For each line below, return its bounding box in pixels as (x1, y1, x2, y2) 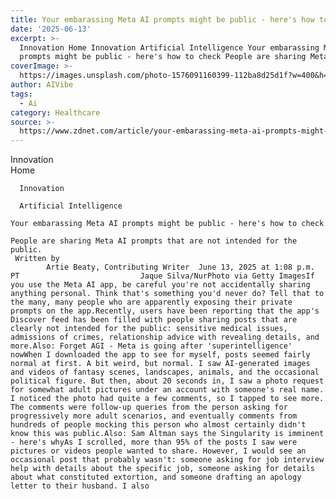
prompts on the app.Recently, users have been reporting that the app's (10, 306, 320, 316)
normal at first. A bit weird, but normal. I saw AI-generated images (10, 359, 311, 369)
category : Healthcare (10, 107, 101, 118)
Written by (14, 254, 60, 264)
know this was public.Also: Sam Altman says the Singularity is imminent (10, 429, 325, 439)
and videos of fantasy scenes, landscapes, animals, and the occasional (10, 367, 320, 378)
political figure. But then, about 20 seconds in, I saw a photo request (10, 376, 325, 386)
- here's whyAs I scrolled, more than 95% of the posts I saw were (10, 437, 298, 448)
